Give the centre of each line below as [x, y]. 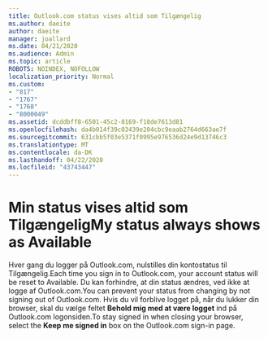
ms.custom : [27, 84]
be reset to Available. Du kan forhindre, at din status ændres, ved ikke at [129, 283]
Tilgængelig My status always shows [134, 225]
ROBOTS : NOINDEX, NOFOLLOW [54, 69]
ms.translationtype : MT [49, 145]
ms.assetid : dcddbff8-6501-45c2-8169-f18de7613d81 [96, 122]
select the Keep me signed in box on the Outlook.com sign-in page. [122, 326]
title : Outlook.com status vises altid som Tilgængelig [105, 16]
